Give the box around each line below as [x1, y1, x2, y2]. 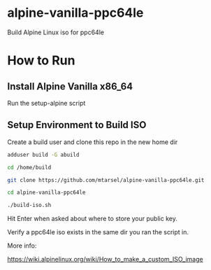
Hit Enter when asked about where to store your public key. [7, 215, 178, 223]
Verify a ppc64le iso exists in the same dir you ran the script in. [7, 228, 189, 236]
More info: [7, 241, 37, 250]
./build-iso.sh [7, 201, 52, 209]
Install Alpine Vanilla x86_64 [7, 80, 133, 92]
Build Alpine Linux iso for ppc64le [7, 28, 105, 36]
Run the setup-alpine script [7, 99, 86, 107]
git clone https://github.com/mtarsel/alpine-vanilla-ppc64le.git [7, 176, 205, 183]
